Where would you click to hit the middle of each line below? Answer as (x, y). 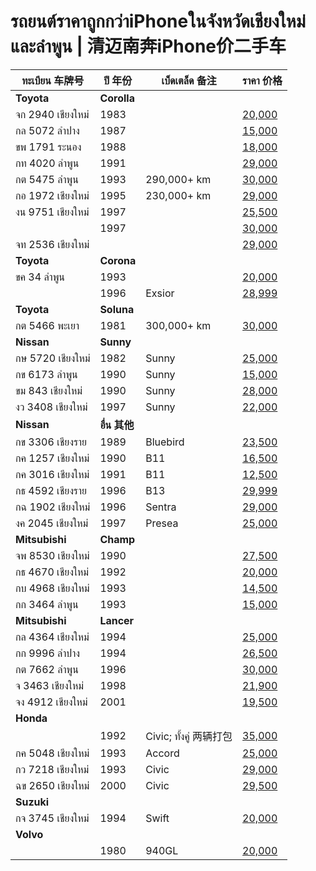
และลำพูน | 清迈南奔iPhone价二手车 (148, 46)
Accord (162, 753)
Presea (162, 523)
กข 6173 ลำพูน (46, 374)
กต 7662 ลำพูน (47, 669)
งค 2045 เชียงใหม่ (52, 523)
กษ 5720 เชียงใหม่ (53, 358)
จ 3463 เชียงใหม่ (49, 685)
